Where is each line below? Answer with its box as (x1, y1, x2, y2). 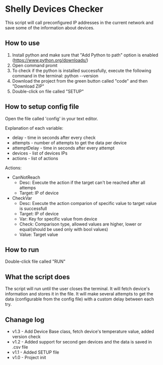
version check (12, 334, 41, 340)
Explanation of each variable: (5, 125, 63, 131)
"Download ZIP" (12, 83, 45, 89)
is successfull (19, 205, 47, 211)
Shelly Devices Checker (5, 3, 104, 15)
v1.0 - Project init (12, 355, 46, 360)
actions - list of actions (12, 155, 58, 161)
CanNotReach (12, 174, 40, 180)
